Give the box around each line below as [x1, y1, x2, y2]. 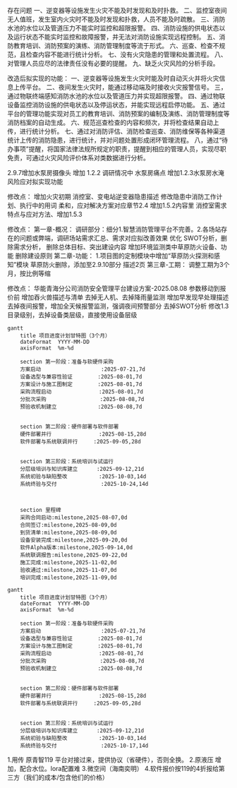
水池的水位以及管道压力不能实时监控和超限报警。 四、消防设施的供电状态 [7, 24, 219, 32]
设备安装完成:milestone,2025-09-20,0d [20, 537, 128, 544]
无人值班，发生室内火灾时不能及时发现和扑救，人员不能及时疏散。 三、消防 [7, 15, 226, 23]
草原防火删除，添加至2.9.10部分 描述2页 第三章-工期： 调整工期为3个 [30, 261, 230, 268]
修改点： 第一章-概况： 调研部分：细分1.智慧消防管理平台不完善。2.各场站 [7, 225, 221, 233]
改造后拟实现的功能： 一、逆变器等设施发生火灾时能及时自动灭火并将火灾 [7, 74, 219, 83]
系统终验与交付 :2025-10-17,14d [20, 742, 149, 749]
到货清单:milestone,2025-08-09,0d [20, 529, 118, 536]
